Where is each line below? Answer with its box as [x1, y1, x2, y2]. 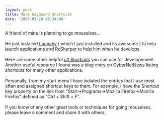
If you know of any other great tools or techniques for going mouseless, [5, 104, 152, 110]
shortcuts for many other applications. [5, 67, 83, 73]
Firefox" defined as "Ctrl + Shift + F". [5, 94, 81, 100]
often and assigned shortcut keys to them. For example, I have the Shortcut [5, 83, 160, 89]
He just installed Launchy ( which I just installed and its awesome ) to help [5, 41, 157, 47]
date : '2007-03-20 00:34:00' [5, 16, 66, 21]
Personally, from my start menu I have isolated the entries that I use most [5, 78, 155, 84]
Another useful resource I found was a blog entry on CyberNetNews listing [5, 62, 158, 68]
